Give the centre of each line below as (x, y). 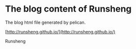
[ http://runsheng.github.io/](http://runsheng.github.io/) (60, 32)
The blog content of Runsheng (68, 9)
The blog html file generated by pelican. (45, 22)
